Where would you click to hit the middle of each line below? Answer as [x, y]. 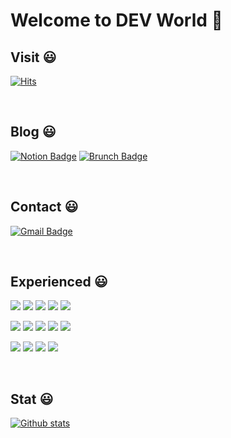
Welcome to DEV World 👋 [116, 20]
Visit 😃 [33, 57]
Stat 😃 [32, 399]
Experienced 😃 [59, 282]
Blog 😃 [33, 132]
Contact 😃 [44, 207]
